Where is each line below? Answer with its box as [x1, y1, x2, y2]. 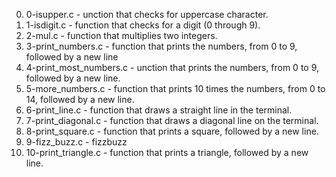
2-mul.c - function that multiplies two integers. [25, 30, 218, 41]
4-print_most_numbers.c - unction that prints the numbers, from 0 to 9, [25, 62, 320, 73]
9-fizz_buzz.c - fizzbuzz [25, 136, 128, 148]
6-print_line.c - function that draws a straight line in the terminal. [25, 104, 293, 116]
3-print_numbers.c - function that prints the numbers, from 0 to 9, [25, 40, 298, 52]
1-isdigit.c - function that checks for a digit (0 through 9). [25, 19, 261, 31]
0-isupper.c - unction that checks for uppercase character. [25, 9, 269, 20]
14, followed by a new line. [25, 94, 135, 105]
